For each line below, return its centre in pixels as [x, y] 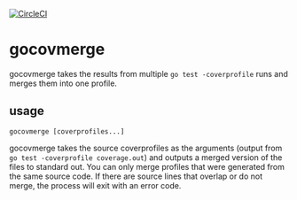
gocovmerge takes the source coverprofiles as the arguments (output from [146, 148]
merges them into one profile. [63, 83]
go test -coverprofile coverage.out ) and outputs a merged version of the [146, 157]
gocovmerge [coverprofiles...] [67, 131]
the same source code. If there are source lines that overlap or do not [136, 176]
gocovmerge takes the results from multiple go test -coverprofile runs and [148, 73]
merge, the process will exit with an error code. [95, 185]
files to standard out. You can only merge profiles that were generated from [147, 166]
